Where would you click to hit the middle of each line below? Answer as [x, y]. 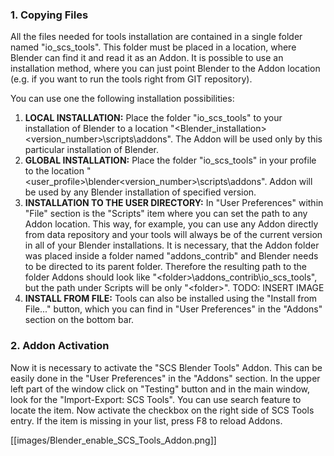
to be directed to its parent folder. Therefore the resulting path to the [166, 267]
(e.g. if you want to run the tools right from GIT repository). [131, 79]
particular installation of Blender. [92, 150]
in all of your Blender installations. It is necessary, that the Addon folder [172, 245]
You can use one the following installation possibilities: [122, 99]
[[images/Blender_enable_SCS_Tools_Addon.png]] [113, 440]
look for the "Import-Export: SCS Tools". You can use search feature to [156, 399]
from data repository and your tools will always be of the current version [173, 235]
